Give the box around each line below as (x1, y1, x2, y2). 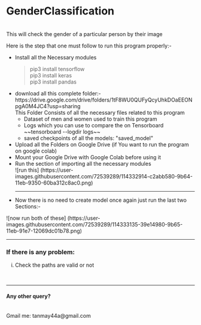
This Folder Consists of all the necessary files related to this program (14, 109, 185, 116)
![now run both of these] (6, 214, 66, 222)
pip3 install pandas (29, 78, 77, 85)
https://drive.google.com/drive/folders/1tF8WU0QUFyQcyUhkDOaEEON (14, 96, 193, 103)
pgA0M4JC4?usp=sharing (14, 102, 81, 109)
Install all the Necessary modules (14, 53, 97, 61)
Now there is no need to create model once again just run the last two (14, 196, 187, 204)
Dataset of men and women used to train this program (23, 115, 157, 123)
